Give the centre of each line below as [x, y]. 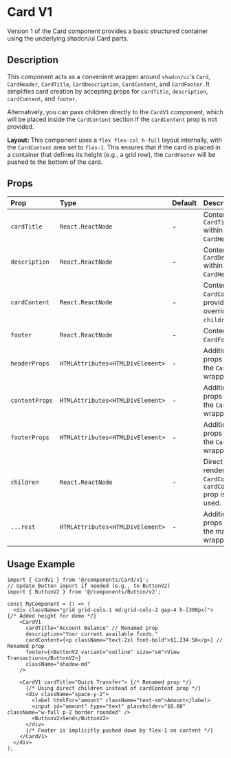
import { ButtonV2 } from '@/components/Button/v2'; [84, 592]
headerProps [30, 363]
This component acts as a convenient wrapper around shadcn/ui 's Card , [109, 76]
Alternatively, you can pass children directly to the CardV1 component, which [115, 112]
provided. [21, 126]
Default [184, 202]
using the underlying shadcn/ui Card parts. [68, 38]
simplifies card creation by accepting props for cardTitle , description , [108, 91]
